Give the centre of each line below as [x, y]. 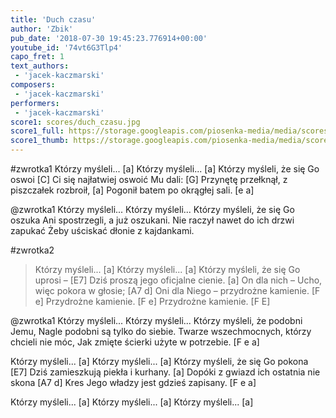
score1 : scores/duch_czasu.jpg [75, 122]
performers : [35, 103]
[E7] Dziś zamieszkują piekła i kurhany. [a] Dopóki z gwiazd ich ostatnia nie [165, 372]
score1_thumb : [40, 141]
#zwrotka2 [32, 250]
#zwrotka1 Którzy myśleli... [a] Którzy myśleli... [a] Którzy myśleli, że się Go [165, 169]
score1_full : [37, 131]
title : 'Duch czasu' [53, 19]
